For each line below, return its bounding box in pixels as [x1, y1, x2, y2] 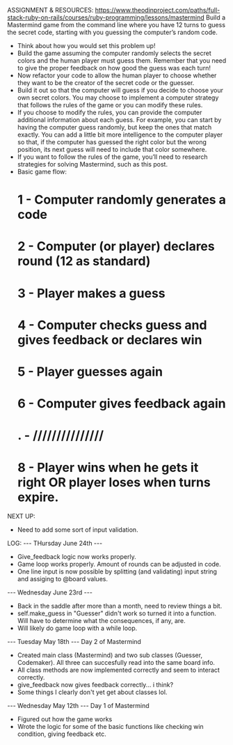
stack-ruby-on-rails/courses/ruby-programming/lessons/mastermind [7, 13, 205, 22]
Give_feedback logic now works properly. [17, 553, 137, 561]
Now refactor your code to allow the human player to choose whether [17, 71, 217, 79]
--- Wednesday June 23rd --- [7, 588, 93, 597]
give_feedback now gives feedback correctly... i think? [17, 681, 174, 689]
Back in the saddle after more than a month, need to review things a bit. [17, 602, 223, 610]
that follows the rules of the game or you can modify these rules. [17, 101, 203, 109]
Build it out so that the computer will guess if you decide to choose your [17, 86, 224, 94]
